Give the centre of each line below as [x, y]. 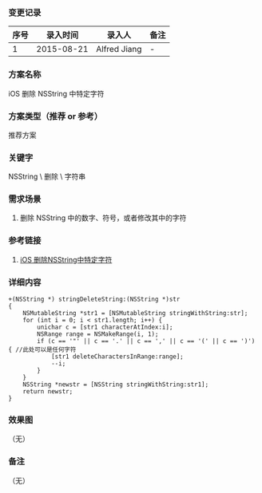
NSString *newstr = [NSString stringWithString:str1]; [116, 385]
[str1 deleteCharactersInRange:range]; [117, 357]
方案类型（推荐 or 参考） [56, 116]
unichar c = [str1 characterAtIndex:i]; [105, 327]
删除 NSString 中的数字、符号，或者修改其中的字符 [103, 218]
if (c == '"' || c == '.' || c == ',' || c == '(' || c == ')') [146, 341]
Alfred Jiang [119, 49]
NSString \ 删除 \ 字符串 [47, 176]
